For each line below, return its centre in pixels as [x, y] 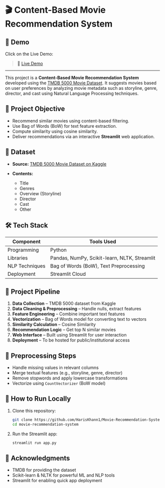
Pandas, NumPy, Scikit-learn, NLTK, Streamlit [103, 258]
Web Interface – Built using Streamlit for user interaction [69, 335]
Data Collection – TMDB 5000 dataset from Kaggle [64, 303]
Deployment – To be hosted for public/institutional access [71, 340]
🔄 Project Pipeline [33, 291]
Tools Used [103, 242]
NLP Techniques [27, 266]
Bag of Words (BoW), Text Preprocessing [97, 266]
